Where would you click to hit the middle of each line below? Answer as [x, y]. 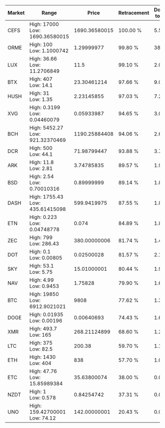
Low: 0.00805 [46, 258]
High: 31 [39, 93]
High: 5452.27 [46, 128]
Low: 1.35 [41, 99]
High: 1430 [42, 357]
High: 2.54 [41, 176]
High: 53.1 [41, 266]
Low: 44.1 [41, 154]
